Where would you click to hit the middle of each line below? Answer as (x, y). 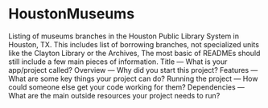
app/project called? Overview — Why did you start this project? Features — (133, 70)
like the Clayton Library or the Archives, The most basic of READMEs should (134, 53)
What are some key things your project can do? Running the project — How (133, 78)
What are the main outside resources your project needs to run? (114, 95)
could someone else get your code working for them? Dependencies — (127, 87)
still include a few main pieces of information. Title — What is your (118, 62)
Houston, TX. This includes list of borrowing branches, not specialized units (134, 44)
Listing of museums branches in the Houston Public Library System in (124, 36)
